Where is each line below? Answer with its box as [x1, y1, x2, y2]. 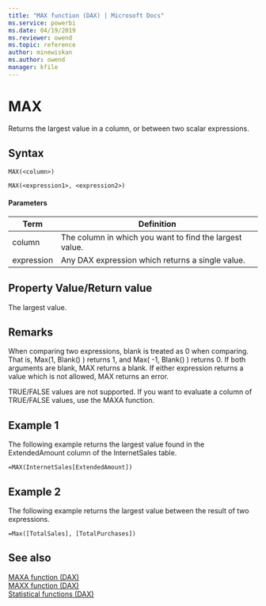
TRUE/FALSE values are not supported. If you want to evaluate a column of [8, 387, 253, 397]
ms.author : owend [8, 56, 66, 64]
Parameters [8, 198, 47, 208]
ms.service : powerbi [8, 19, 77, 27]
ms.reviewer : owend [8, 33, 73, 42]
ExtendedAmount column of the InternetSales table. [8, 448, 177, 458]
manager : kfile [8, 63, 59, 71]
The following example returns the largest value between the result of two [8, 505, 249, 516]
